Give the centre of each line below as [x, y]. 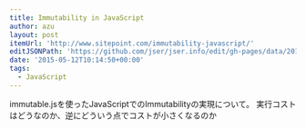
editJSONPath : [36, 52]
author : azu [32, 26]
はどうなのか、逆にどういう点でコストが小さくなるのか [113, 115]
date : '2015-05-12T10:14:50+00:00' [77, 60]
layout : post [34, 35]
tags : [20, 69]
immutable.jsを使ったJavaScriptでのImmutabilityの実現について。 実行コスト [153, 104]
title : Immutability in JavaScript [77, 18]
